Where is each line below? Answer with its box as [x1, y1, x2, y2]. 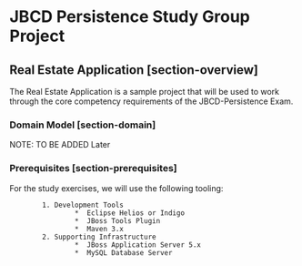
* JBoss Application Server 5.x [74, 240, 202, 250]
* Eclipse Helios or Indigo [74, 208, 185, 218]
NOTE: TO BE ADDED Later [9, 139, 111, 150]
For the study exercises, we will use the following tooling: [9, 182, 224, 193]
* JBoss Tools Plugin [74, 216, 161, 225]
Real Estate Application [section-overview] [9, 62, 259, 77]
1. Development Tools [42, 200, 125, 210]
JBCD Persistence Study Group [9, 6, 250, 27]
